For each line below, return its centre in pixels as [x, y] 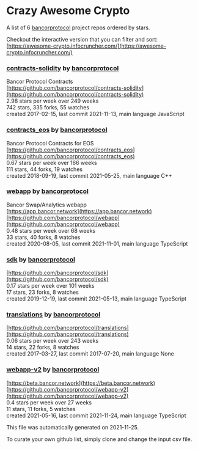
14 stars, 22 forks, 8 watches [43, 347]
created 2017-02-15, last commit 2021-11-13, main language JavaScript [95, 114]
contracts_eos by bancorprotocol [57, 130]
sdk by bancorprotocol [41, 259]
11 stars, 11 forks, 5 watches [41, 409]
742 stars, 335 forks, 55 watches [48, 108]
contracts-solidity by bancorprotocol [63, 68]
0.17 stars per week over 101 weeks [50, 286]
